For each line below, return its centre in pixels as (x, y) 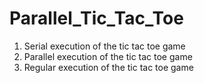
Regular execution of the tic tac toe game (108, 67)
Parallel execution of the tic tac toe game (108, 56)
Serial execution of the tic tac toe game (104, 46)
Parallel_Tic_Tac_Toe (96, 18)
